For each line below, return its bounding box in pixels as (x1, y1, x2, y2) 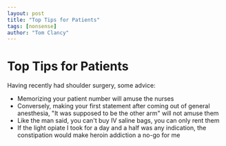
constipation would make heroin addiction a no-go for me (17, 131, 181, 139)
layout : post (7, 10, 45, 17)
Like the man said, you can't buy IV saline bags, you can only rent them (17, 117, 220, 125)
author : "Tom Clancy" (7, 29, 70, 36)
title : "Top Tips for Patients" (7, 16, 100, 23)
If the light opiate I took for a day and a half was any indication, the (17, 124, 207, 132)
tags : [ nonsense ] (7, 23, 57, 29)
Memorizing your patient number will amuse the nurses (17, 95, 174, 103)
